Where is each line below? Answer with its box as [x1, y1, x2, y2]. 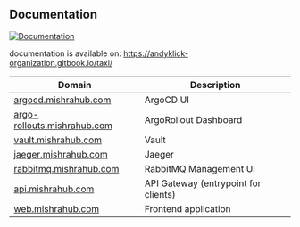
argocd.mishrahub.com [13, 93, 112, 106]
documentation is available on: [9, 48, 122, 59]
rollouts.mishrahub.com [13, 119, 113, 132]
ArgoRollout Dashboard [144, 113, 243, 126]
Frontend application [144, 202, 231, 215]
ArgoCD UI [144, 93, 190, 106]
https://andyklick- [123, 48, 189, 59]
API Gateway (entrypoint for [144, 177, 262, 190]
